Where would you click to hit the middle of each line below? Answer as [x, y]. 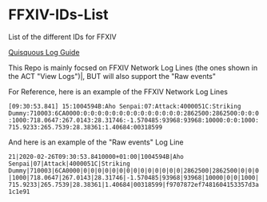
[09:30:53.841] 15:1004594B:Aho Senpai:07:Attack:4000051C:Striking [125, 106]
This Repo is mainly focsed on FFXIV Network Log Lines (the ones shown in [133, 67]
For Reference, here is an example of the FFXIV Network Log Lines [118, 91]
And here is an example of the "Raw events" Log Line [96, 142]
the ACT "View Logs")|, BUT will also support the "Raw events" [112, 76]
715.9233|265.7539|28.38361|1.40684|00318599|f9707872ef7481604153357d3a [134, 184]
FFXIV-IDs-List [59, 15]
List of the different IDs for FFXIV [63, 37]
